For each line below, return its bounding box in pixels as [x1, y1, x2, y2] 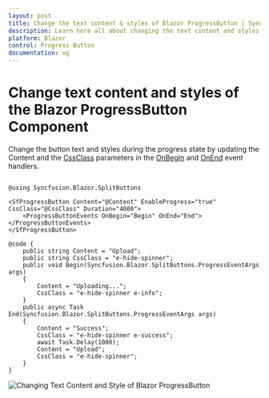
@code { [8, 240, 34, 248]
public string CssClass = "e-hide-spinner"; [22, 254, 174, 262]
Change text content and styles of [8, 83, 239, 102]
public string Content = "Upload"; [22, 246, 142, 255]
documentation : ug [8, 49, 70, 57]
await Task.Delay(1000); [37, 338, 120, 346]
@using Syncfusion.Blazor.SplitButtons [8, 184, 142, 192]
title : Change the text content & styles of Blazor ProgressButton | [8, 19, 246, 27]
